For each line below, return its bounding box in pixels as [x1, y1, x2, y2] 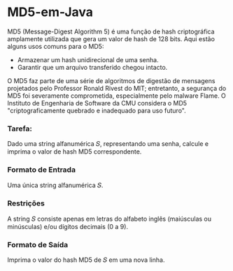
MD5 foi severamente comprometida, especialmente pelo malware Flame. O [7, 91, 226, 100]
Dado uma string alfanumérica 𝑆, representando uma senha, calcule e [7, 140, 209, 148]
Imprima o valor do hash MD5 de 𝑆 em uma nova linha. [7, 256, 165, 264]
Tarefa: [7, 124, 33, 133]
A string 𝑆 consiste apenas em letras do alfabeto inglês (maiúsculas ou [7, 214, 212, 223]
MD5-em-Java [7, 4, 93, 20]
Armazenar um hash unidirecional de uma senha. [17, 55, 159, 64]
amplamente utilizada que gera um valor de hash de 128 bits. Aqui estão [7, 34, 216, 43]
